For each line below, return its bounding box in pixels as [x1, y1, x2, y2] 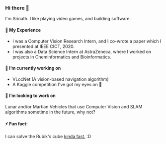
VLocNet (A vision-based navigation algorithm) [12, 76, 109, 82]
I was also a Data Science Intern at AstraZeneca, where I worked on [12, 48, 152, 54]
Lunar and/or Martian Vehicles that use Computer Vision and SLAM [5, 103, 143, 109]
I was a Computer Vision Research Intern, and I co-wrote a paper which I [12, 38, 162, 44]
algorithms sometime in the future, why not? [5, 109, 95, 115]
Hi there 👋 [5, 4, 30, 11]
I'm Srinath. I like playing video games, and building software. [5, 16, 131, 22]
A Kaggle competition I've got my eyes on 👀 [12, 81, 102, 87]
